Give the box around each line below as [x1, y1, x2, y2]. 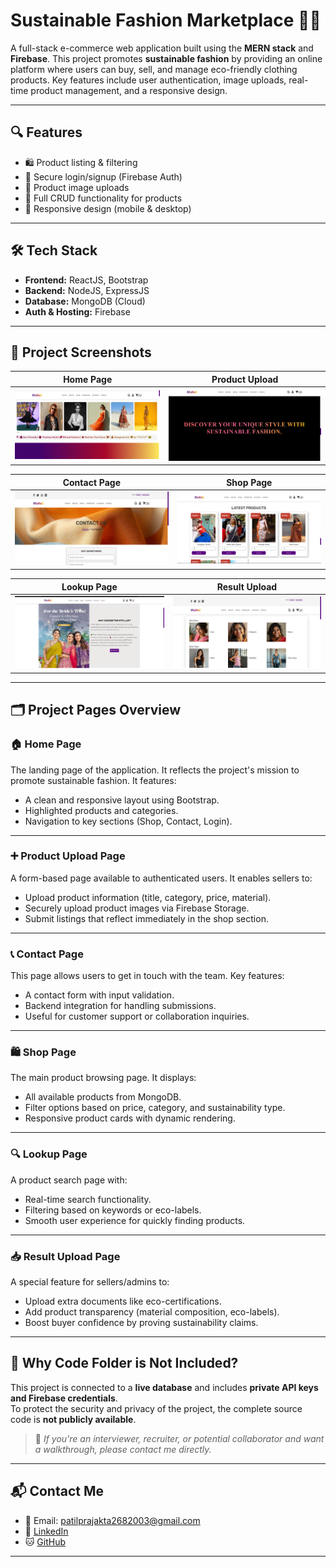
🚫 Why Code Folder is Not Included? [10, 1355, 239, 1372]
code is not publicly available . [10, 1413, 137, 1425]
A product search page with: [10, 1174, 128, 1186]
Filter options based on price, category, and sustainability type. [24, 1102, 286, 1114]
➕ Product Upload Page [10, 849, 126, 863]
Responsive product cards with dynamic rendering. [24, 1112, 236, 1124]
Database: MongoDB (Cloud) [24, 295, 146, 307]
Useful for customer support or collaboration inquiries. [24, 1010, 250, 1023]
